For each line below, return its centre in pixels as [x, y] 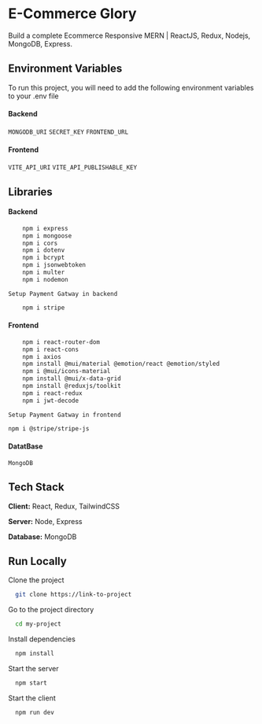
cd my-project [38, 624]
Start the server [33, 669]
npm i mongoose [47, 236]
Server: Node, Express [45, 521]
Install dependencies [42, 639]
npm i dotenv [44, 250]
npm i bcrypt [44, 258]
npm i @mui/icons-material [66, 371]
